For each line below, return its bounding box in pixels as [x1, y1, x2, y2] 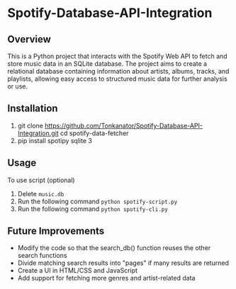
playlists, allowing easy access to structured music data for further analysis [7, 74, 228, 83]
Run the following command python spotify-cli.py [17, 204, 168, 213]
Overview [7, 33, 52, 45]
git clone [17, 121, 44, 130]
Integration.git [17, 129, 59, 137]
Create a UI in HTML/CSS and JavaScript [17, 266, 138, 275]
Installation [7, 103, 58, 115]
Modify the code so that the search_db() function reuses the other [17, 244, 211, 252]
